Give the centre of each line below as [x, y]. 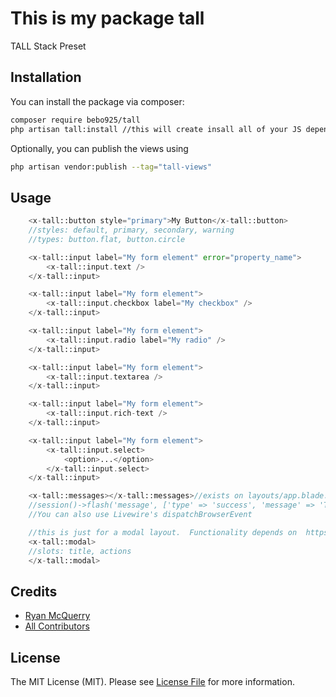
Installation [46, 77]
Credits [34, 591]
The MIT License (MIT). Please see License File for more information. [152, 682]
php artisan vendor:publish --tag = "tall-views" [111, 167]
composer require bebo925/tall [75, 120]
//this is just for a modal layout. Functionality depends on [163, 532]
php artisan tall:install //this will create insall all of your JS [156, 129]
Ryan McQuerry [57, 616]
